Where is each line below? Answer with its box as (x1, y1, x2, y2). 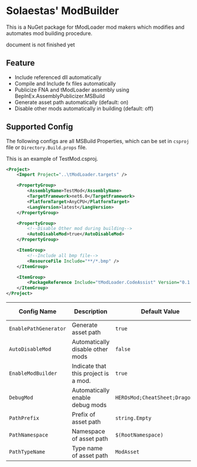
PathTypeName (9, 449, 46, 455)
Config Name (18, 307, 57, 316)
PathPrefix (9, 415, 39, 422)
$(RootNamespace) (115, 432, 164, 438)
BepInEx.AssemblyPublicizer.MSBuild (14, 92, 106, 99)
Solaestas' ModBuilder (6, 4, 119, 18)
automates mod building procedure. (6, 29, 93, 36)
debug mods (72, 401, 107, 409)
